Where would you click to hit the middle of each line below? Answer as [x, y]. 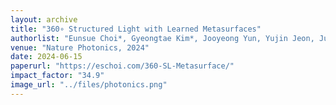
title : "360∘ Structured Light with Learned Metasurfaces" [136, 29]
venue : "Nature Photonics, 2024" [80, 47]
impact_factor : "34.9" [57, 76]
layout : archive [44, 19]
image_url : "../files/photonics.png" [89, 85]
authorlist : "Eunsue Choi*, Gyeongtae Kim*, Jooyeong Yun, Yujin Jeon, [162, 38]
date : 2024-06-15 [46, 57]
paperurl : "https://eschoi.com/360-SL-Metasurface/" [122, 66]
